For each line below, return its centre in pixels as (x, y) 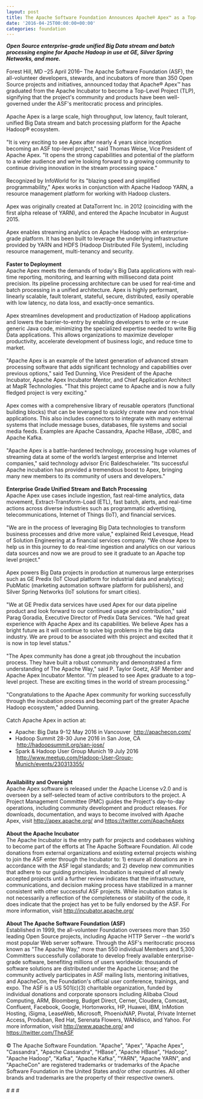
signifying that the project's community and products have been (86, 97)
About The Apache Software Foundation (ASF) (66, 924)
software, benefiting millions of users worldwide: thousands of (100, 962)
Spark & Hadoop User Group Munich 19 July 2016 (77, 751)
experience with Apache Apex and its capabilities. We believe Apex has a (97, 624)
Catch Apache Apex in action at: (46, 721)
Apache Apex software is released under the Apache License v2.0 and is (97, 789)
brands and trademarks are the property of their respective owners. (91, 1078)
